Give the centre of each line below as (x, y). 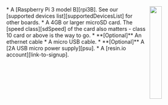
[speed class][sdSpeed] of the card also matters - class (76, 29)
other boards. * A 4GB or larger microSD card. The (69, 22)
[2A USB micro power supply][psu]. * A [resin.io (66, 48)
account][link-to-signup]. (38, 55)
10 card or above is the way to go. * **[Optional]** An (74, 35)
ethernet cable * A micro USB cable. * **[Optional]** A (75, 42)
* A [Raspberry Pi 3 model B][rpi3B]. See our (62, 9)
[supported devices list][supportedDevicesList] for (69, 16)
